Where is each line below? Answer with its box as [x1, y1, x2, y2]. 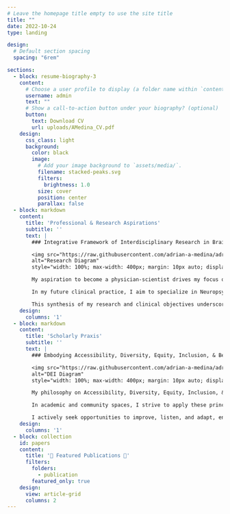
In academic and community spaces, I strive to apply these [31, 402, 207, 408]
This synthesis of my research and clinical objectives [31, 301, 194, 308]
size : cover [37, 188, 72, 195]
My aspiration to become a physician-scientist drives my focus [31, 276, 219, 283]
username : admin [25, 92, 72, 99]
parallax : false [37, 200, 84, 208]
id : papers [19, 439, 51, 446]
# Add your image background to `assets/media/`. [37, 162, 183, 169]
